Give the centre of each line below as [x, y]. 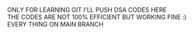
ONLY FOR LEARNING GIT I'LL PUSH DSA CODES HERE [87, 10]
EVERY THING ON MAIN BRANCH [56, 24]
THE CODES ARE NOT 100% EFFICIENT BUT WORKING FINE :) [97, 17]
